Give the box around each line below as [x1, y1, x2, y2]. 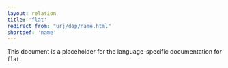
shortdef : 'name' [7, 29, 57, 36]
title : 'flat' [7, 16, 48, 23]
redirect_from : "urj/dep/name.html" [7, 22, 111, 29]
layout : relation [7, 10, 57, 17]
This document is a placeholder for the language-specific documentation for [7, 48, 223, 56]
